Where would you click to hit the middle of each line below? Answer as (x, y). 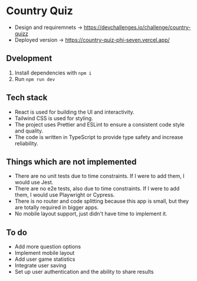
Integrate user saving (40, 266)
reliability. (26, 143)
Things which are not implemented (71, 162)
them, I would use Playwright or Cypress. (65, 195)
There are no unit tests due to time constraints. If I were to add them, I (99, 176)
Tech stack (27, 98)
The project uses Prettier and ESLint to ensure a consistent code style (99, 124)
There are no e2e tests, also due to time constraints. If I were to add (97, 189)
